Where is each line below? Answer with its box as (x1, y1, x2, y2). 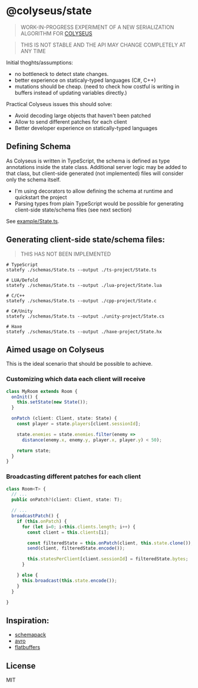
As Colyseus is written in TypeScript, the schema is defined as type (6, 157, 170, 164)
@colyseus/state (6, 4, 93, 18)
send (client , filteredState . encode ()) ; (27, 545, 126, 551)
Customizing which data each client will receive (6, 375, 146, 383)
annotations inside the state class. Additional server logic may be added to (6, 163, 187, 170)
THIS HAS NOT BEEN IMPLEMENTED (20, 250, 111, 257)
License (6, 661, 36, 671)
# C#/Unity (6, 308, 33, 314)
